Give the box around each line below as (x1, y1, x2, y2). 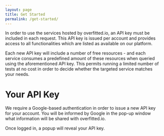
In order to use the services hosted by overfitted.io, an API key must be (5, 30, 150, 36)
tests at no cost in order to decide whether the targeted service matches (5, 66, 153, 72)
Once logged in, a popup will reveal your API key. (5, 125, 105, 132)
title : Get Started (5, 12, 45, 17)
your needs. (5, 71, 30, 77)
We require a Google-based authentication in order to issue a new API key (5, 105, 156, 111)
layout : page (5, 7, 32, 12)
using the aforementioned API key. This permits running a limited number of (5, 61, 159, 67)
